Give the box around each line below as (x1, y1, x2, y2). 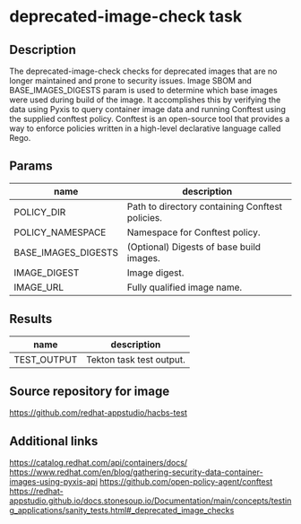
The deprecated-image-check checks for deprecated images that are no (9, 65, 278, 76)
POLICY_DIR (13, 205, 66, 218)
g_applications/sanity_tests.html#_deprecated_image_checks (9, 505, 235, 516)
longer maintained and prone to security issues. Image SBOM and (9, 75, 253, 86)
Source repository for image (9, 384, 170, 399)
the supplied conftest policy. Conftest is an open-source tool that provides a (9, 114, 290, 124)
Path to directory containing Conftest (126, 200, 283, 213)
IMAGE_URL (13, 281, 64, 293)
